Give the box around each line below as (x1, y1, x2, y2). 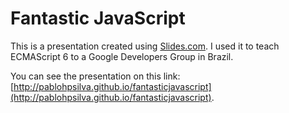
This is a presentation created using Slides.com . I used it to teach (10, 40, 280, 52)
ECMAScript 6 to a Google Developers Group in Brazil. (10, 50, 234, 62)
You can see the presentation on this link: (10, 70, 181, 82)
